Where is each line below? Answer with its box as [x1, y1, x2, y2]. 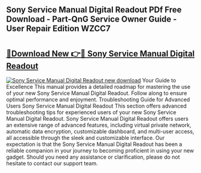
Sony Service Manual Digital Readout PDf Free [6, 5, 182, 15]
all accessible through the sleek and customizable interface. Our [6, 135, 165, 141]
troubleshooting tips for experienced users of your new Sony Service [6, 109, 176, 116]
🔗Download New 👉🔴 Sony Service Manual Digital [6, 48, 195, 59]
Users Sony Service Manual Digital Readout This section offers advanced [6, 102, 187, 109]
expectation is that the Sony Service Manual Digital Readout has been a [6, 141, 182, 148]
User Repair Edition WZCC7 [6, 23, 111, 34]
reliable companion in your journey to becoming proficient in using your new [6, 147, 194, 154]
